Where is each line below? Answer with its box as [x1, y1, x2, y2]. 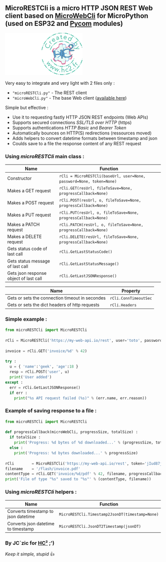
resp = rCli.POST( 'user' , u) [9, 370, 70, 375]
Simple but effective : [5, 104, 48, 111]
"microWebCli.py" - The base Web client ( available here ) [12, 95, 127, 101]
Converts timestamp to [7, 508, 54, 514]
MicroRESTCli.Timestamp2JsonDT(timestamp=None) [59, 512, 159, 517]
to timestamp [7, 526, 34, 532]
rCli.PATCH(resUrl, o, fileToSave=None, [59, 222, 144, 227]
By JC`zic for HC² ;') [5, 539, 55, 546]
